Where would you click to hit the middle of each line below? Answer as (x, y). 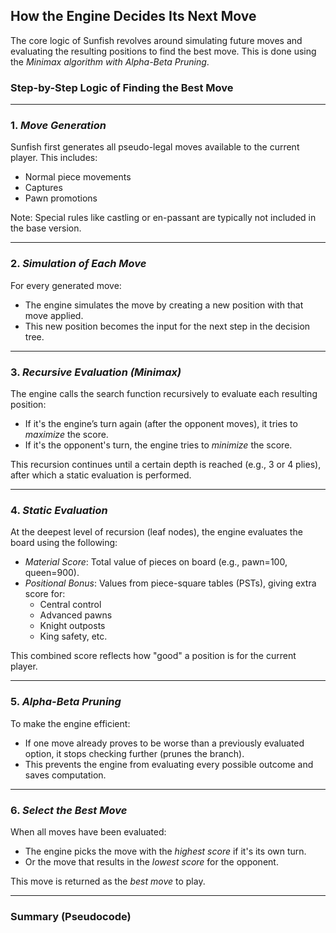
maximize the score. (66, 434)
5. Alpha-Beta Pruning (66, 702)
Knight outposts (72, 626)
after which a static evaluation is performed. (101, 475)
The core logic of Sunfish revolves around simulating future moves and (156, 40)
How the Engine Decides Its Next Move (133, 16)
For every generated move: (66, 285)
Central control (70, 605)
